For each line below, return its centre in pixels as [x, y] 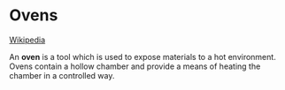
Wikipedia [27, 40]
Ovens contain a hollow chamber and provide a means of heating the [135, 66]
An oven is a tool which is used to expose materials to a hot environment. [142, 56]
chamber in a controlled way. [62, 75]
